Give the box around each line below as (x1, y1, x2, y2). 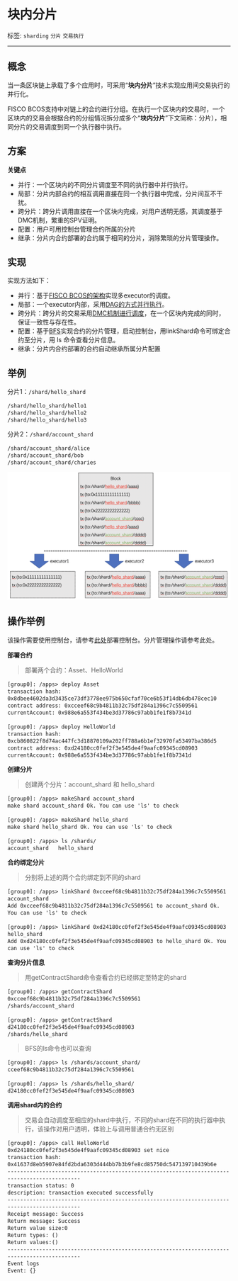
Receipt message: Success (7, 1210, 84, 1217)
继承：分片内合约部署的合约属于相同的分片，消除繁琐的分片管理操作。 (17, 233, 223, 242)
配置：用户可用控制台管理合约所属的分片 (17, 225, 136, 233)
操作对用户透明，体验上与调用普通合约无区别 (43, 1124, 174, 1133)
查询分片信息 (7, 958, 45, 966)
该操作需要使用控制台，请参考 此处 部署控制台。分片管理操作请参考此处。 (7, 636, 218, 644)
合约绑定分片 (7, 858, 45, 867)
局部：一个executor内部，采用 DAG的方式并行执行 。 (17, 300, 169, 309)
